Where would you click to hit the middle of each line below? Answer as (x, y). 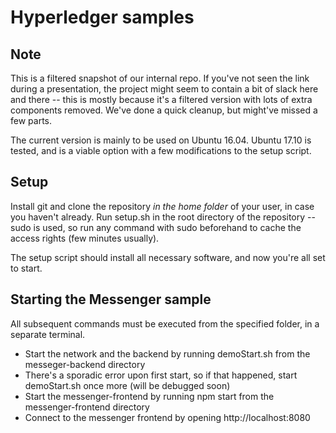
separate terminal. (48, 334)
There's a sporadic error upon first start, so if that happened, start (161, 375)
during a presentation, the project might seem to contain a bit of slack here (164, 89)
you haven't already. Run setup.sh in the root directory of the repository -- (163, 217)
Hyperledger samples (102, 17)
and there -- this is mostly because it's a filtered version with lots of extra (161, 99)
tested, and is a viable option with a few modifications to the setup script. (161, 150)
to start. (26, 268)
